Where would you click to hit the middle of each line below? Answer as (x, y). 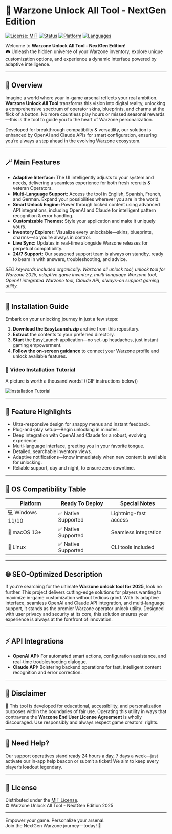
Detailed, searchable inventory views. (52, 451)
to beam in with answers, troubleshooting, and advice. (70, 259)
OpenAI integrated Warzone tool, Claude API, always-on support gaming (82, 280)
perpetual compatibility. (38, 248)
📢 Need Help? (27, 743)
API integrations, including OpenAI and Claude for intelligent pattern (84, 210)
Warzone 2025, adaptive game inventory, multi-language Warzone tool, (81, 274)
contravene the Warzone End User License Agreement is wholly (74, 717)
